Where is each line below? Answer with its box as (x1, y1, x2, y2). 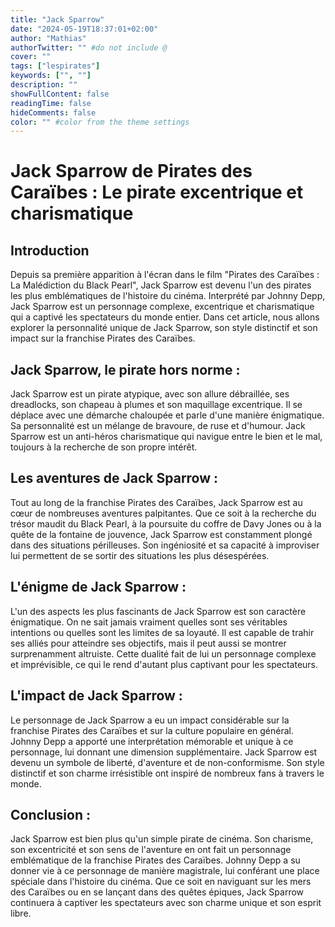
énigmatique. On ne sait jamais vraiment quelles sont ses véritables (10, 616, 288, 628)
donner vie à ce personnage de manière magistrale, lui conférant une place (10, 865, 320, 877)
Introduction (10, 242, 90, 259)
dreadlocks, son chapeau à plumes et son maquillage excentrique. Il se (10, 399, 303, 411)
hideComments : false (10, 107, 97, 118)
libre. (10, 907, 32, 920)
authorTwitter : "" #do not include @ (10, 42, 168, 53)
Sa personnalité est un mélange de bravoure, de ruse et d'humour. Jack (10, 420, 306, 432)
